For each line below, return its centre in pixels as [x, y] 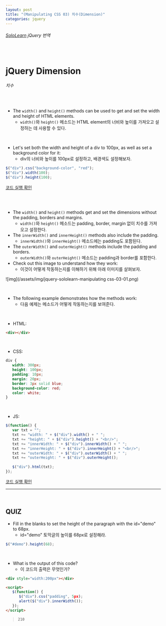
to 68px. [21, 529]
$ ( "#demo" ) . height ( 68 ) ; [30, 544]
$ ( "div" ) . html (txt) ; [33, 467]
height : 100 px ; [28, 370]
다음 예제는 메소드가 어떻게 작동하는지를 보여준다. [67, 304]
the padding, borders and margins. [48, 217]
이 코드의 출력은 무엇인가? [45, 569]
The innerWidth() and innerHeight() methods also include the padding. [86, 235]
